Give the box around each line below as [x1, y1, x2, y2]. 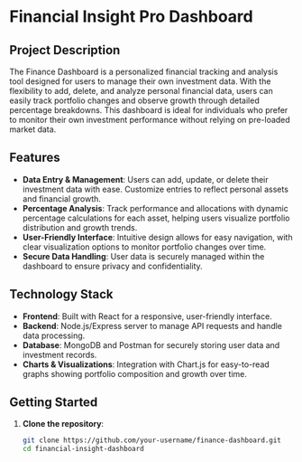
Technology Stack [9, 287, 114, 302]
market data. [9, 124, 57, 135]
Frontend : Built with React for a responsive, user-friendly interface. [22, 310, 272, 322]
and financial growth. [22, 193, 102, 204]
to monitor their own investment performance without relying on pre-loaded [9, 115, 290, 125]
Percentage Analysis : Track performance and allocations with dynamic [22, 203, 288, 213]
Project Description [9, 42, 121, 58]
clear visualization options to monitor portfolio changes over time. [22, 241, 267, 252]
